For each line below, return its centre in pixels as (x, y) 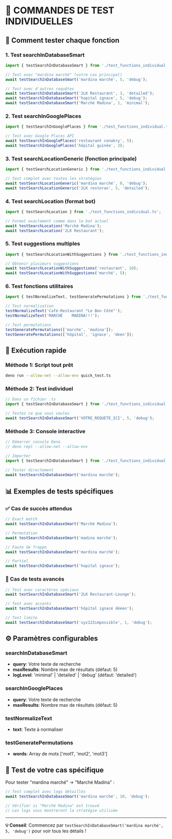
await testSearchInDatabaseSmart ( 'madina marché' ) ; (61, 538)
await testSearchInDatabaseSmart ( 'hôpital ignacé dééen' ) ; (70, 609)
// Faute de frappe (26, 547)
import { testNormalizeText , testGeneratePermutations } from (73, 297)
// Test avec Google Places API (40, 136)
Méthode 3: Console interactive (46, 431)
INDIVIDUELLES (39, 21)
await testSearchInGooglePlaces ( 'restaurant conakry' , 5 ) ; (70, 141)
